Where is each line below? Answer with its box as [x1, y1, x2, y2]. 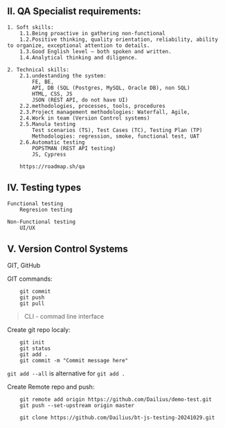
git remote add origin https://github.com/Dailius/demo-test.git [19, 396, 213, 403]
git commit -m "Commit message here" [19, 357, 129, 364]
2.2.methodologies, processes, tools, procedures [19, 102, 166, 109]
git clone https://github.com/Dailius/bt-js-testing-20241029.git [19, 414, 215, 421]
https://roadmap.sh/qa [19, 162, 85, 170]
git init [19, 339, 45, 346]
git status [19, 345, 51, 352]
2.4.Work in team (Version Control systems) [19, 114, 150, 122]
